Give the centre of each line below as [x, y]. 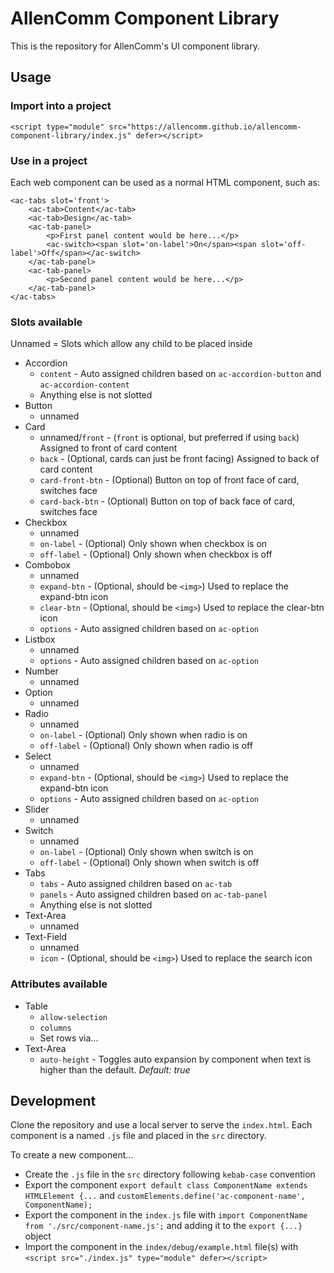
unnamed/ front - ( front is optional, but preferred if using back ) [169, 438]
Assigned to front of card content [108, 448]
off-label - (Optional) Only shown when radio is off [146, 746]
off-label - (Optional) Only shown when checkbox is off [156, 554]
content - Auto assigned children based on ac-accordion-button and [180, 374]
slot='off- [283, 244]
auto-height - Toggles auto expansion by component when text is [175, 1059]
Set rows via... [69, 1038]
